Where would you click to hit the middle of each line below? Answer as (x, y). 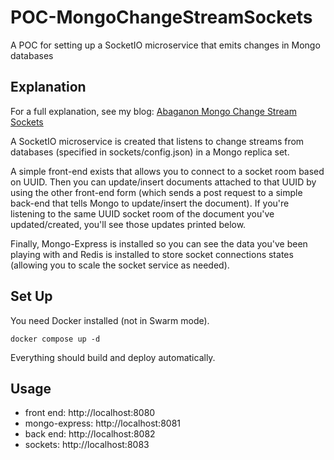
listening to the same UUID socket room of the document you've (142, 213)
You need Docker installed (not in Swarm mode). (110, 320)
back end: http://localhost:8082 (90, 434)
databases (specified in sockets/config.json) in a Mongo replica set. (150, 152)
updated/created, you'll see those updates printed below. (128, 224)
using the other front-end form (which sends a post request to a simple (156, 192)
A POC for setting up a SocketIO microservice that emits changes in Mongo (165, 45)
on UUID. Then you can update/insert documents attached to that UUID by (163, 182)
